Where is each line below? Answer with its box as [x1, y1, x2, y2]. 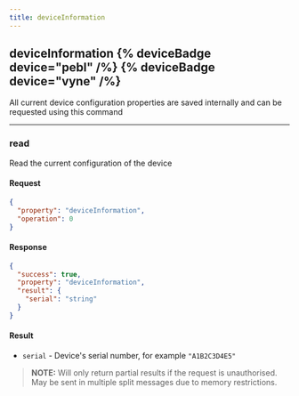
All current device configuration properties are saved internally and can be [9, 97, 282, 108]
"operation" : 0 [17, 214, 74, 223]
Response [9, 242, 47, 253]
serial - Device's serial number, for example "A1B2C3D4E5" [21, 350, 237, 360]
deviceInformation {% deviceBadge [9, 46, 212, 61]
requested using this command [9, 107, 123, 117]
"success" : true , [17, 270, 82, 279]
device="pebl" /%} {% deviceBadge [9, 60, 215, 76]
